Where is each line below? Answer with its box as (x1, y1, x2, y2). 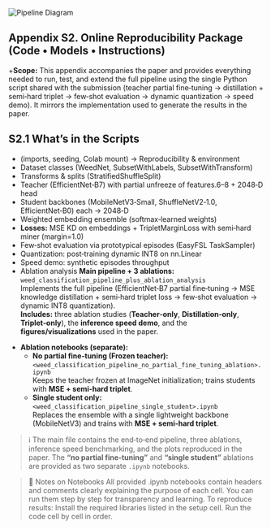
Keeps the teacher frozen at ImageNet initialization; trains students (32, 375, 256, 385)
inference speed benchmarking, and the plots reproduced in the (28, 444, 243, 453)
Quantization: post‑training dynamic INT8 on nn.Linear (19, 249, 202, 258)
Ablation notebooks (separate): (19, 342, 128, 352)
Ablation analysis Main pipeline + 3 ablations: (19, 266, 174, 275)
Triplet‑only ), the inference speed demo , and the (19, 318, 188, 327)
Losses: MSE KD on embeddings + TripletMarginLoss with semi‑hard (19, 223, 252, 232)
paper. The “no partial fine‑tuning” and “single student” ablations (28, 452, 254, 462)
